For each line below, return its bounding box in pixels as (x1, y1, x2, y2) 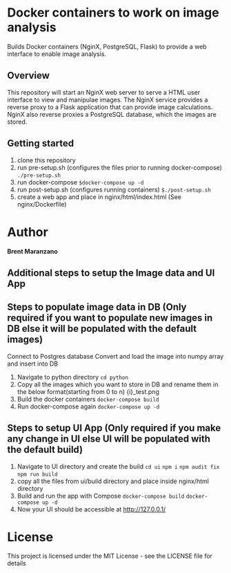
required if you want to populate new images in (7, 312, 213, 324)
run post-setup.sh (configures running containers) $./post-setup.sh (17, 185, 212, 194)
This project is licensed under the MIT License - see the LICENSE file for (7, 552, 212, 561)
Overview (7, 70, 50, 82)
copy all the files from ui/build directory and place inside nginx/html (17, 477, 209, 485)
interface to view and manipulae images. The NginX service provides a (7, 95, 208, 104)
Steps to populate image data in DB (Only (7, 301, 188, 313)
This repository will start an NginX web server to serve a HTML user (7, 88, 201, 96)
